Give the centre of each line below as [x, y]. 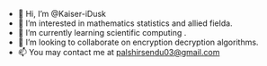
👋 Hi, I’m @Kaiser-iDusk [62, 14]
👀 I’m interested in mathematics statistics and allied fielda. [125, 23]
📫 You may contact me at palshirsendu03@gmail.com [119, 52]
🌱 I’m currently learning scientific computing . [102, 33]
